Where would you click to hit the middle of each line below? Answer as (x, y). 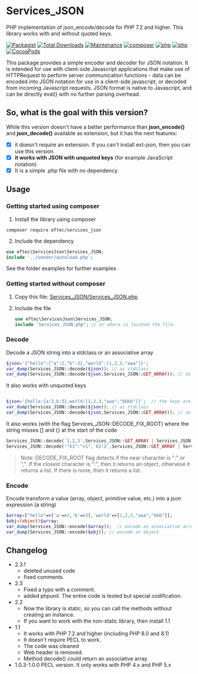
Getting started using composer (53, 206)
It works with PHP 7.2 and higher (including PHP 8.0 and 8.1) (96, 634)
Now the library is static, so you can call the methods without (98, 608)
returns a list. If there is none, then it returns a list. (81, 470)
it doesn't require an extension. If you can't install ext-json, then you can (102, 144)
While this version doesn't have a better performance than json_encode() (95, 127)
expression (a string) (31, 505)
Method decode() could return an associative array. (86, 659)
